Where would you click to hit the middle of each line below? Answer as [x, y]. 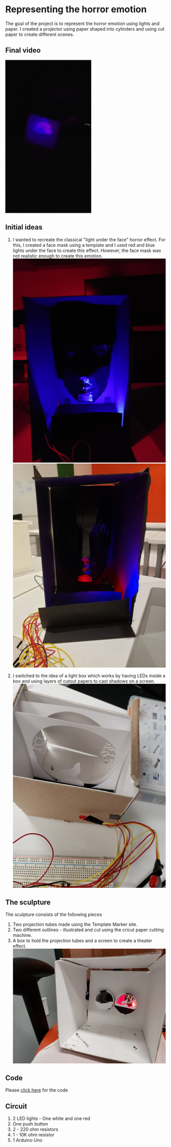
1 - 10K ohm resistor [34, 1135]
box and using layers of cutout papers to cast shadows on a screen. [84, 681]
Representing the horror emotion [76, 9]
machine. [22, 935]
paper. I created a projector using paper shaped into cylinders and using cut [85, 29]
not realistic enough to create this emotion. [58, 256]
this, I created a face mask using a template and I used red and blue [84, 245]
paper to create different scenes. [40, 34]
